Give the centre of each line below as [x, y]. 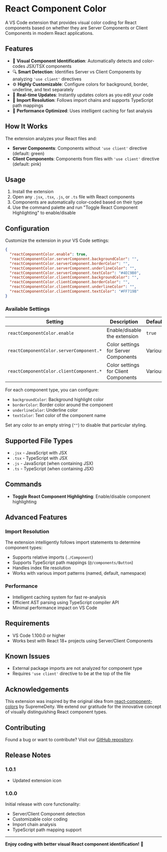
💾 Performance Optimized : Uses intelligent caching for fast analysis [82, 111]
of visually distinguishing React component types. [56, 712]
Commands [24, 484]
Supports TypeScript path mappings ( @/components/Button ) [73, 563]
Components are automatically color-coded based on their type [78, 202]
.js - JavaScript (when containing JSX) [53, 463]
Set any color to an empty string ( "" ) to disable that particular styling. [76, 425]
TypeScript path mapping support [47, 830]
